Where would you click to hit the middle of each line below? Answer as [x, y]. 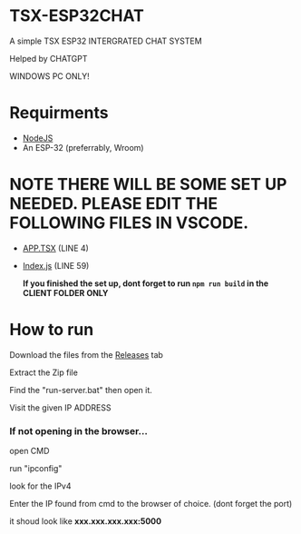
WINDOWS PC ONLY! [49, 76]
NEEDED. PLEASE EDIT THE [114, 204]
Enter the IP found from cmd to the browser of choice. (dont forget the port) [151, 504]
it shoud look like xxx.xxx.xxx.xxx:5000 [85, 521]
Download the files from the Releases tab [86, 354]
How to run [52, 330]
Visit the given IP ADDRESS [60, 407]
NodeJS [38, 138]
